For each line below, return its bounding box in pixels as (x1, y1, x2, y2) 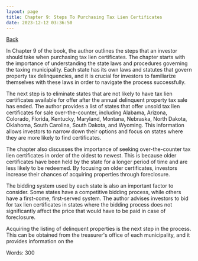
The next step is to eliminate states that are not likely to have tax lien (6, 90, 173, 98)
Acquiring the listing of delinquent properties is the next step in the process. (6, 225, 191, 233)
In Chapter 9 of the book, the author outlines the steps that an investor (6, 47, 178, 54)
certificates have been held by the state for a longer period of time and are (6, 158, 188, 166)
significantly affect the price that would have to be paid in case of (6, 208, 166, 215)
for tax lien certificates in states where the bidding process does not (6, 201, 173, 208)
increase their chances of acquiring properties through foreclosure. (6, 171, 170, 178)
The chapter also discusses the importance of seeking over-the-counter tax (6, 146, 191, 153)
